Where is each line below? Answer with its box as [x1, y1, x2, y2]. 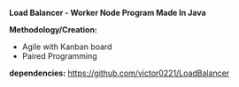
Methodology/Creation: [9, 25, 97, 34]
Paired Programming [21, 51, 97, 61]
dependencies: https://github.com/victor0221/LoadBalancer [9, 68, 230, 78]
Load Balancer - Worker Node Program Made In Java [9, 8, 206, 18]
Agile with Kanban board [21, 41, 112, 52]
